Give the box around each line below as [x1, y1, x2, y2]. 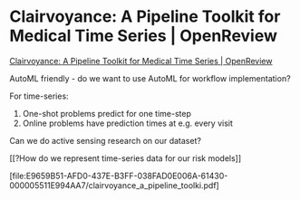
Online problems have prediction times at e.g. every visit [22, 118, 233, 129]
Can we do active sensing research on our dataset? [9, 135, 202, 146]
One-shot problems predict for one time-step [22, 108, 192, 119]
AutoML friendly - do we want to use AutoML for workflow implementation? [9, 72, 292, 83]
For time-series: [9, 90, 70, 101]
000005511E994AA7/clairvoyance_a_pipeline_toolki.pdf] [9, 179, 219, 191]
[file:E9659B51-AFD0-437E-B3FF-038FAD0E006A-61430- [9, 170, 228, 181]
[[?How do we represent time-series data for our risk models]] [9, 152, 242, 164]
